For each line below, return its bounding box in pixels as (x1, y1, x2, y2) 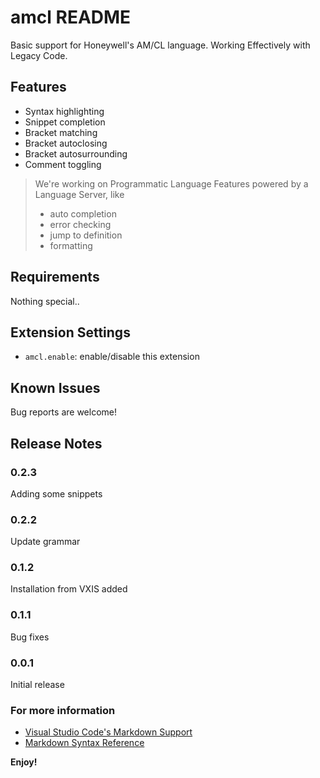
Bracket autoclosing (24, 137, 108, 149)
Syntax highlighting (24, 105, 105, 117)
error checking (49, 218, 112, 230)
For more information (10, 703, 116, 717)
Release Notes (10, 435, 103, 452)
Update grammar (10, 536, 81, 548)
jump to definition (49, 229, 123, 241)
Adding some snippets (10, 487, 103, 500)
